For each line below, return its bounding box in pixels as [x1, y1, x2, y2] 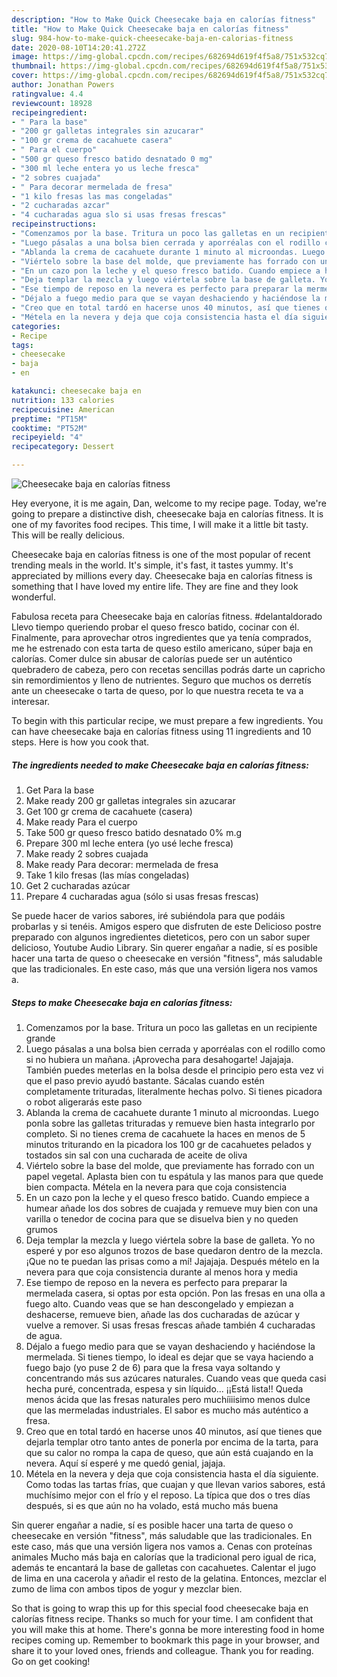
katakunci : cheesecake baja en [11, 386, 142, 396]
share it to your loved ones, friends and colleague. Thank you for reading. [11, 1644, 314, 1656]
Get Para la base [25, 784, 95, 796]
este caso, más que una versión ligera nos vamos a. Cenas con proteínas [11, 1540, 313, 1552]
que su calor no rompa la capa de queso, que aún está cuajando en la [25, 1446, 314, 1458]
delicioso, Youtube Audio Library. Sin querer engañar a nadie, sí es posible [11, 941, 318, 953]
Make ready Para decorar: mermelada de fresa [25, 858, 219, 870]
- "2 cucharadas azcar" [11, 201, 111, 211]
